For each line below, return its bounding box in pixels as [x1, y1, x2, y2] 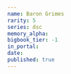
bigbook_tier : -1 [7, 37, 58, 44]
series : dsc [7, 23, 42, 30]
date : [7, 50, 23, 57]
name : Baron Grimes [7, 10, 65, 18]
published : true [7, 56, 55, 63]
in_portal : [7, 43, 39, 50]
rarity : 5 [7, 17, 37, 24]
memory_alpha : [7, 30, 49, 37]
